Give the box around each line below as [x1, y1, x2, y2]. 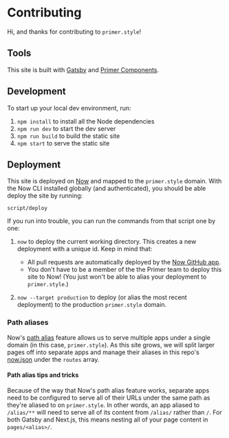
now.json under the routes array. [7, 355, 100, 363]
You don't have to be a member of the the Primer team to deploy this [27, 266, 222, 274]
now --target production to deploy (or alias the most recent [17, 293, 187, 301]
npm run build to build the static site [17, 132, 120, 140]
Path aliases [7, 318, 49, 327]
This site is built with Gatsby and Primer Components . [7, 65, 160, 73]
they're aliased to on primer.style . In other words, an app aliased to [7, 400, 200, 409]
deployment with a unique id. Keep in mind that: [17, 245, 153, 253]
